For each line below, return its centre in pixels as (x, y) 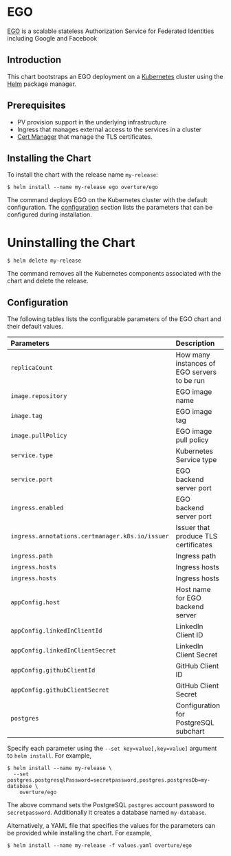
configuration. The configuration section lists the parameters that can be (110, 208)
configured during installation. (50, 215)
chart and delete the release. (48, 281)
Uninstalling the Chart (71, 242)
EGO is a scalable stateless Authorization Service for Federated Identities (111, 31)
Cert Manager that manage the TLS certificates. (85, 136)
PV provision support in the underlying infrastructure (92, 122)
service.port (32, 480)
